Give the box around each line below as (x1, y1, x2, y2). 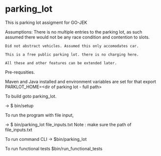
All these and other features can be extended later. (5, 60, 117, 65)
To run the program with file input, (5, 112, 74, 118)
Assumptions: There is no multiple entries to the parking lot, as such (5, 29, 143, 35)
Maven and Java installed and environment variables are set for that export (5, 78, 157, 84)
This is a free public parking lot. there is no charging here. (5, 52, 139, 57)
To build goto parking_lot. (5, 93, 57, 99)
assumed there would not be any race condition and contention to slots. (5, 34, 150, 40)
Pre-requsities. (5, 69, 35, 75)
